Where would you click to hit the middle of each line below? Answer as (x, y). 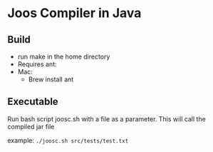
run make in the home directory (64, 56)
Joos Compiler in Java (74, 13)
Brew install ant (51, 79)
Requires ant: (37, 64)
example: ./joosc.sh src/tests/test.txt (68, 140)
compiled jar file (31, 126)
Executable (33, 102)
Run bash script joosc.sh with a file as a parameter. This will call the (107, 118)
